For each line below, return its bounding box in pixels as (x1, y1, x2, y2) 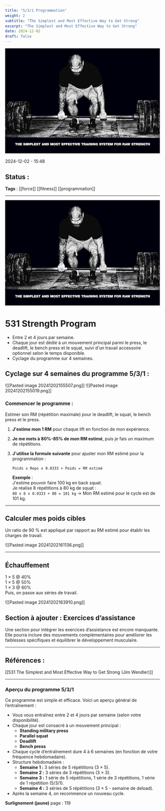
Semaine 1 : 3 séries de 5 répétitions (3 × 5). (19, 764, 110, 771)
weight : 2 (5, 13, 26, 18)
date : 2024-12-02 (5, 29, 41, 34)
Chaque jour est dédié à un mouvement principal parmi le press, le (12, 339, 147, 345)
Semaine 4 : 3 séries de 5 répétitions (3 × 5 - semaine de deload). (19, 785, 154, 791)
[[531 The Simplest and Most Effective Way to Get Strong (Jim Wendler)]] (5, 669, 153, 675)
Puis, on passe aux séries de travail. (5, 590, 78, 596)
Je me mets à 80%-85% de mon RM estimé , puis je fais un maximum (12, 436, 154, 441)
